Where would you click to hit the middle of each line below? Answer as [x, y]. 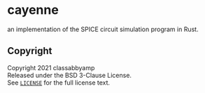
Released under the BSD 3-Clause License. [69, 75]
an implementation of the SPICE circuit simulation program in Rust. [103, 29]
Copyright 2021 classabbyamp [51, 67]
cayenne [33, 10]
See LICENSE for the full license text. [59, 83]
